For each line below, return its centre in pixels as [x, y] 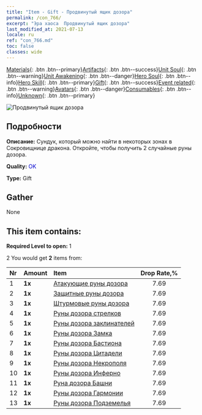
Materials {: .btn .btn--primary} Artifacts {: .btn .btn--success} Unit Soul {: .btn [102, 69]
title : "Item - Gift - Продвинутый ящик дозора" [69, 12]
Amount [36, 273]
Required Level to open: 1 [39, 246]
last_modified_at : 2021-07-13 [45, 29]
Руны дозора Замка [83, 333]
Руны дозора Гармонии [88, 393]
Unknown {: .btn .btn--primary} [57, 95]
